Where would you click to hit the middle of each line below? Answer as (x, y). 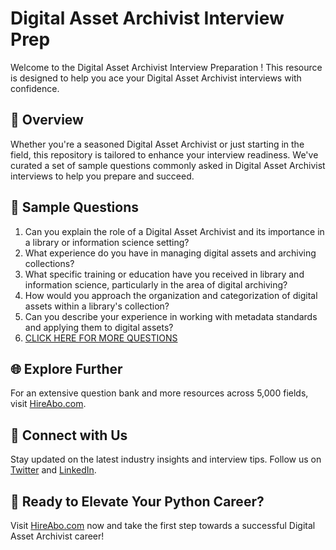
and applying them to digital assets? (99, 327)
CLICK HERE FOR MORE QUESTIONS (101, 338)
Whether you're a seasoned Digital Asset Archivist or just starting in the (157, 144)
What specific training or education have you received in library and (164, 274)
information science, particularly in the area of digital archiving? (156, 284)
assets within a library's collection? (97, 306)
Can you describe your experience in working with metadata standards (171, 316)
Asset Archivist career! (57, 536)
